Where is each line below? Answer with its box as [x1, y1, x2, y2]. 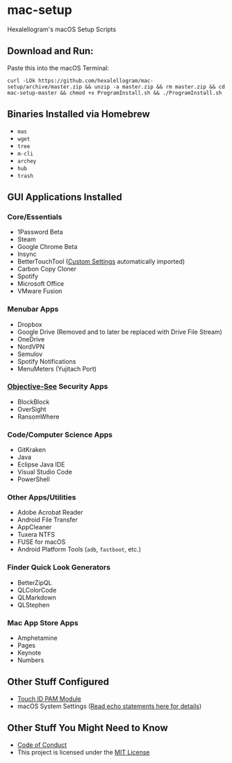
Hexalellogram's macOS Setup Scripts [7, 25, 117, 33]
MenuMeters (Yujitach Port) [17, 364, 97, 373]
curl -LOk [7, 77, 36, 84]
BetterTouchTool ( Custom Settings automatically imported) [17, 257, 185, 266]
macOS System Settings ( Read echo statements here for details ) [17, 702, 202, 710]
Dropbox [17, 320, 43, 328]
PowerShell [17, 475, 50, 483]
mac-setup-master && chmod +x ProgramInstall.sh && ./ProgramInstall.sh [7, 89, 222, 96]
